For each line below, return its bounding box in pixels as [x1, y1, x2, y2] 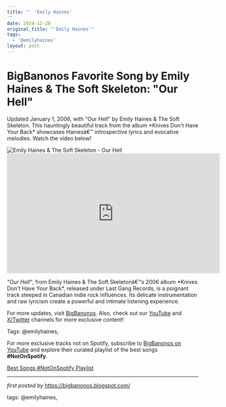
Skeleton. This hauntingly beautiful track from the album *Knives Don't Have [7, 121, 199, 129]
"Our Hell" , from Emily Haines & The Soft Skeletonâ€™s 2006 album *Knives [7, 278, 198, 285]
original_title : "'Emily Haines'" [7, 26, 95, 32]
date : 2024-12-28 [7, 20, 51, 26]
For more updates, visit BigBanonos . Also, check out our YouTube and [7, 309, 182, 317]
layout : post [7, 43, 40, 49]
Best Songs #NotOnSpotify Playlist [7, 364, 94, 372]
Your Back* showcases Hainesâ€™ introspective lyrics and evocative [7, 128, 179, 135]
